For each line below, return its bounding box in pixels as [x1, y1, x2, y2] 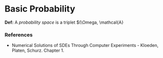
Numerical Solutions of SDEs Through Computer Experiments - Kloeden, [11, 43, 159, 48]
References [4, 31, 33, 38]
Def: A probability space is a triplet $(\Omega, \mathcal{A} [4, 19, 124, 25]
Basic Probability [4, 3, 76, 14]
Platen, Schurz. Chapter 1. [11, 47, 64, 54]
